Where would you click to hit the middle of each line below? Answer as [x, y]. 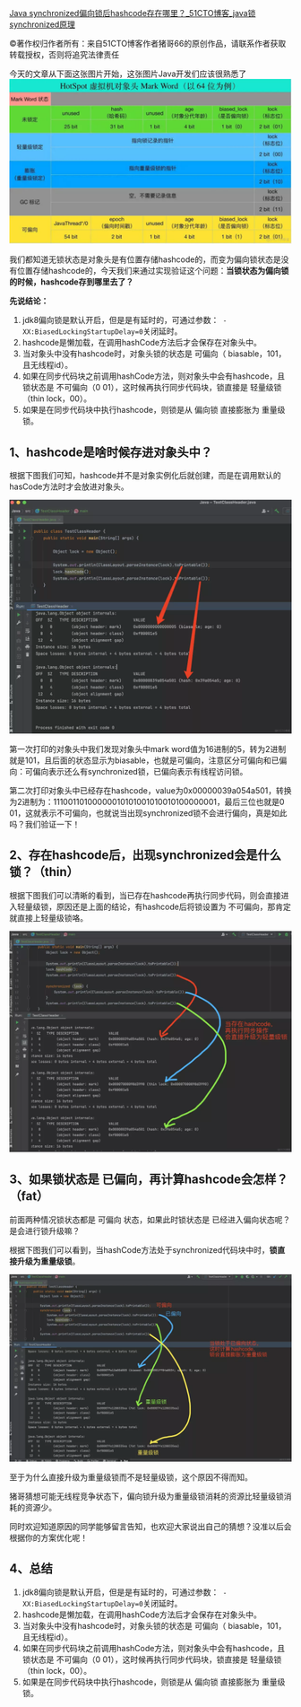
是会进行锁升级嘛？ [45, 1230]
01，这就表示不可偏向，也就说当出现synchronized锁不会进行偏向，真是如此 [148, 813]
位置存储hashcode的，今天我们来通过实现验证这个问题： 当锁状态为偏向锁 [153, 271]
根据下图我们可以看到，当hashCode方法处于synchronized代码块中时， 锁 [143, 1249]
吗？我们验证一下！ [45, 825]
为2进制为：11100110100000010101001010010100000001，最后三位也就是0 [147, 802]
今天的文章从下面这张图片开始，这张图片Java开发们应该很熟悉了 [128, 74]
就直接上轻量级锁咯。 [48, 917]
